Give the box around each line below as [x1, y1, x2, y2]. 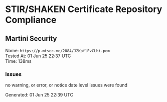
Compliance [5, 14, 57, 26]
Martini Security [5, 34, 57, 43]
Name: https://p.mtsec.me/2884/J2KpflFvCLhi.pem [5, 48, 110, 53]
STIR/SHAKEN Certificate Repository [5, 4, 162, 15]
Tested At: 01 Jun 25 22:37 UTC [5, 53, 71, 59]
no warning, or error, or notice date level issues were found [5, 82, 128, 88]
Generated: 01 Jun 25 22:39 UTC [5, 92, 74, 98]
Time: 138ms [5, 58, 32, 64]
